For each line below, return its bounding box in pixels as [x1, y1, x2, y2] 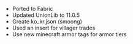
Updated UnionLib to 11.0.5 [12, 11, 80, 19]
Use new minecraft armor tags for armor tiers [12, 31, 127, 38]
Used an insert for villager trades [12, 24, 96, 31]
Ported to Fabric [12, 5, 53, 12]
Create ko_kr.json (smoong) [12, 18, 83, 25]
